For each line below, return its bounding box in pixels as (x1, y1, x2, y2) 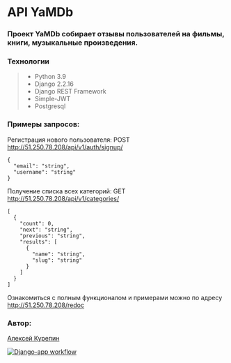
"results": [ (19, 238, 58, 245)
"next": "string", (19, 226, 73, 233)
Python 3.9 (34, 73, 67, 81)
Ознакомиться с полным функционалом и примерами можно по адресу (7, 293, 223, 302)
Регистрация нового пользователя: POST (7, 135, 130, 144)
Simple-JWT (34, 95, 71, 103)
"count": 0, (19, 220, 54, 227)
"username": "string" (13, 168, 77, 175)
